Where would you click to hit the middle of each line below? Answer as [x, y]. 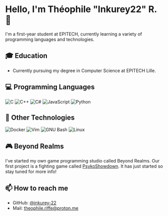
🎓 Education [26, 56]
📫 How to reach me [37, 188]
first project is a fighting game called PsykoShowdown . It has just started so [84, 166]
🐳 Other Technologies [40, 117]
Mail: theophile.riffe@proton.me [45, 208]
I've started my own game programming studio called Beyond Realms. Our [82, 161]
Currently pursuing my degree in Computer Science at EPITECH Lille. [84, 70]
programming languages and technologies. [50, 39]
